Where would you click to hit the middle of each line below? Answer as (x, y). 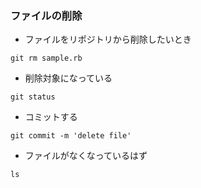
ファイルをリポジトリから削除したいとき (108, 39)
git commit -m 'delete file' (71, 136)
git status (33, 97)
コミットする (51, 117)
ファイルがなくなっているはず (86, 156)
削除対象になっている (68, 78)
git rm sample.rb (46, 58)
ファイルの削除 (46, 15)
